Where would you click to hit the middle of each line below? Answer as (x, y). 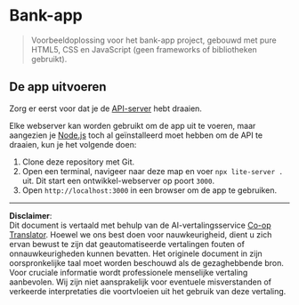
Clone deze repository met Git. (78, 162)
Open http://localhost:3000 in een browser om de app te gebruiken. (149, 190)
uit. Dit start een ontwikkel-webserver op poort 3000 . (118, 181)
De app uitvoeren (58, 87)
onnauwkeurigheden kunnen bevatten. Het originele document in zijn (136, 253)
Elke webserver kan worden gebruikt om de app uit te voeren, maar (133, 125)
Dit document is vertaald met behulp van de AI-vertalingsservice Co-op (140, 225)
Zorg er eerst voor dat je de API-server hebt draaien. (106, 108)
